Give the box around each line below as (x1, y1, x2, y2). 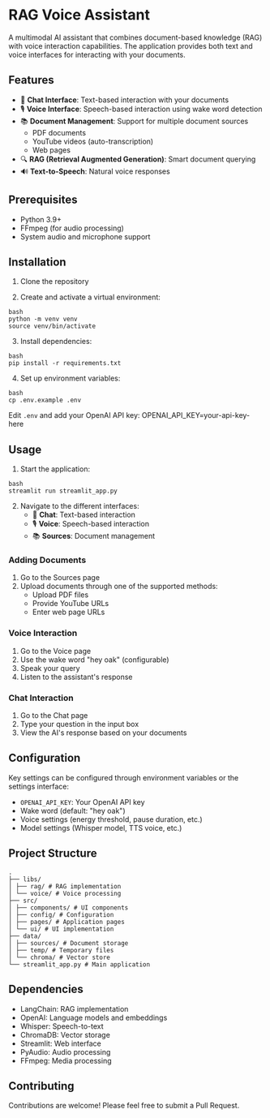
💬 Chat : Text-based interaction (32, 510, 136, 520)
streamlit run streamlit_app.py (8, 487, 118, 496)
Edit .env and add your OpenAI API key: (8, 411, 140, 420)
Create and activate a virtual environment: (19, 292, 161, 302)
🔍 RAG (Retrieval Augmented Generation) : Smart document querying (19, 154, 256, 164)
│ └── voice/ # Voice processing (8, 889, 122, 897)
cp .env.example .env (8, 396, 82, 405)
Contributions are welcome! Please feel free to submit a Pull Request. (8, 1101, 240, 1111)
